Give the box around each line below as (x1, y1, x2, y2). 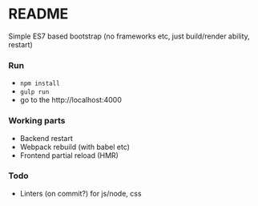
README (8, 5, 69, 23)
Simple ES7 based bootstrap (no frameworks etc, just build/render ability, (8, 31, 250, 41)
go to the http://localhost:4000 (19, 95, 122, 105)
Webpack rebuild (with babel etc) (19, 142, 131, 151)
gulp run (19, 88, 50, 96)
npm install (19, 79, 60, 88)
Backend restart (19, 133, 74, 143)
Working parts (8, 115, 66, 127)
